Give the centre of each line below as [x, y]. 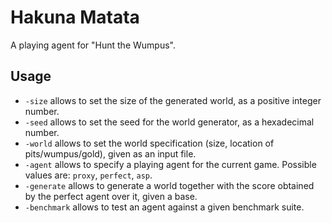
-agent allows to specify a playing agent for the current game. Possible [170, 164]
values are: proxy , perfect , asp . [88, 175]
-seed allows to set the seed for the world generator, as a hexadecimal [169, 122]
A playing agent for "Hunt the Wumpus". [93, 45]
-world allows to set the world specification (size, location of [149, 143]
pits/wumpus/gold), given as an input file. [110, 153]
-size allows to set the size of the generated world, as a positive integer [173, 100]
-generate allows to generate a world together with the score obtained [169, 185]
